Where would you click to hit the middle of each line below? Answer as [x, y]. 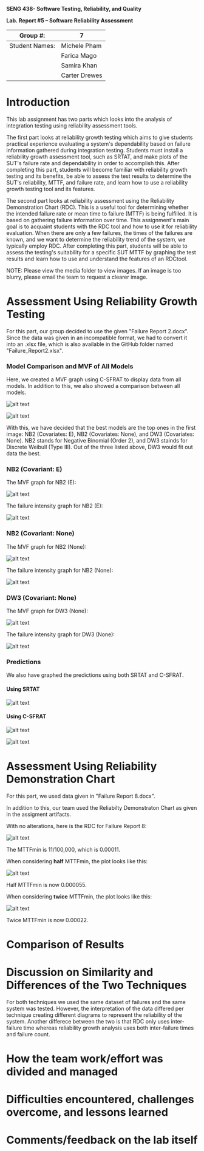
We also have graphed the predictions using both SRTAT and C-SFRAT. [95, 675]
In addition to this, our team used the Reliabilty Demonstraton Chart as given [102, 807]
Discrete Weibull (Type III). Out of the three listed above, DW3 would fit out [100, 447]
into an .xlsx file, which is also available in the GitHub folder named [90, 344]
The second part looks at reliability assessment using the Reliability [90, 200]
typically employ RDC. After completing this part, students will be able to [97, 246]
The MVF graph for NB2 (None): [46, 546]
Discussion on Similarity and [80, 972]
